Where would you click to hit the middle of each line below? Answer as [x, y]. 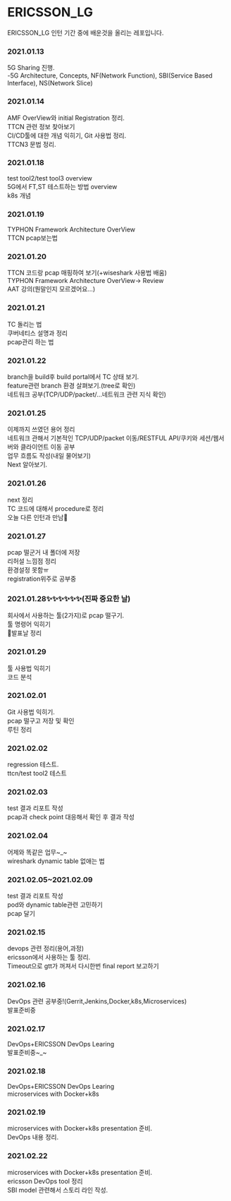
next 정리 [20, 500]
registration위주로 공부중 [42, 579]
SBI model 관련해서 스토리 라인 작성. [58, 1190]
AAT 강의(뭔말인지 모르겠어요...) [51, 289]
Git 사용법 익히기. [31, 712]
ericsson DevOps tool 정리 [45, 1181]
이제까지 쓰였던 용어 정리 [41, 429]
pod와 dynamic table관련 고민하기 [55, 905]
